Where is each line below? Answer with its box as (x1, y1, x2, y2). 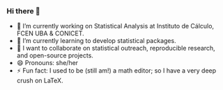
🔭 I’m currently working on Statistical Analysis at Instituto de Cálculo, (16, 22, 214, 30)
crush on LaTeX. (16, 76, 63, 85)
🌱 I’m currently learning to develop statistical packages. (16, 37, 176, 45)
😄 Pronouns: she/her (16, 59, 78, 67)
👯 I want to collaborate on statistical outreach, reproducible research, (16, 44, 215, 53)
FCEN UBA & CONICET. (16, 29, 84, 37)
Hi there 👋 (6, 6, 41, 16)
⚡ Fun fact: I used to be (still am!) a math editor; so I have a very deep (16, 66, 217, 75)
